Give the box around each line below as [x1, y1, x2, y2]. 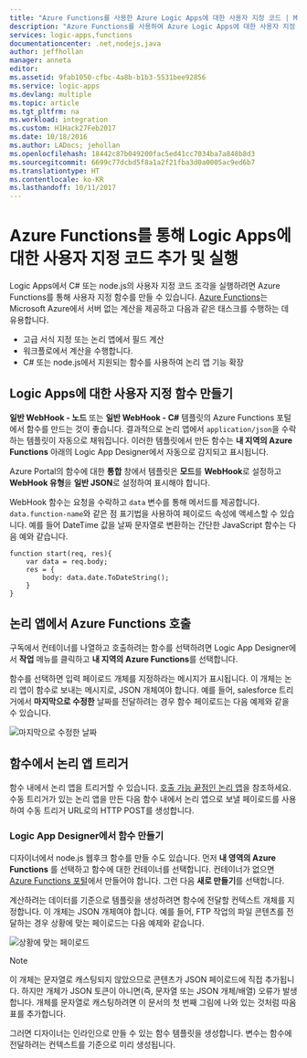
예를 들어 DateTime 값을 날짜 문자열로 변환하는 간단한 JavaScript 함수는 [28, 519, 288, 530]
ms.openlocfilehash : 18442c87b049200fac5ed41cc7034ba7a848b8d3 [9, 149, 256, 158]
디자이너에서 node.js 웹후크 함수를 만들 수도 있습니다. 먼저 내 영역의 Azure [9, 852, 277, 863]
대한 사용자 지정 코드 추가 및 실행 [9, 249, 239, 270]
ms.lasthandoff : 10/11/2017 [9, 184, 117, 193]
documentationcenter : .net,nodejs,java [9, 38, 162, 48]
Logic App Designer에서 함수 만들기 [9, 830, 164, 842]
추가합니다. [26, 1008, 67, 1019]
